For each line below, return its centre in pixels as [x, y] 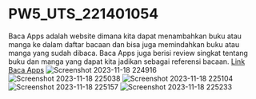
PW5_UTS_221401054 [84, 14]
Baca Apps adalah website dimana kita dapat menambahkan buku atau [125, 36]
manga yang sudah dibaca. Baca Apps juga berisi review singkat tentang [128, 53]
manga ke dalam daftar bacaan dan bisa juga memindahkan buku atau [124, 44]
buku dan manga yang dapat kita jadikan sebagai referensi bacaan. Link [127, 61]
